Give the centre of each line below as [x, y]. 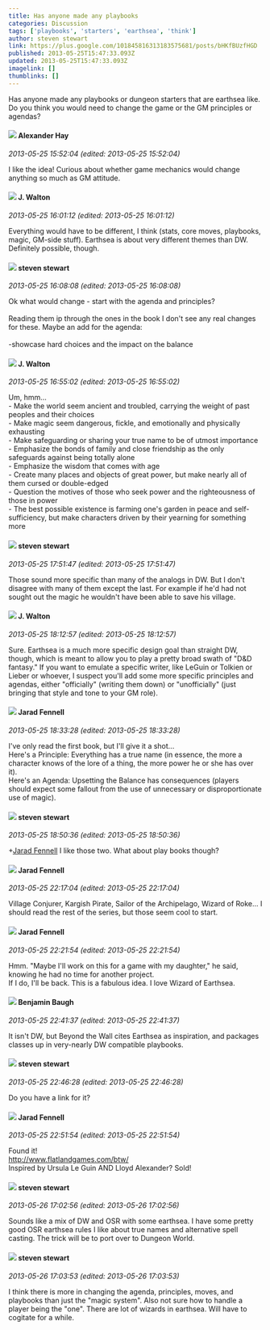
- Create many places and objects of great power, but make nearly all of [128, 475]
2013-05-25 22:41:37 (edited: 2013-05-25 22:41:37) [94, 1020]
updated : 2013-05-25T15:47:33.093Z [68, 61]
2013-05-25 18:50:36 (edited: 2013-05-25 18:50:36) [94, 835]
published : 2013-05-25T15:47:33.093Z [72, 53]
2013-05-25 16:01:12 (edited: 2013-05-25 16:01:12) [91, 216]
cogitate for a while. [42, 1317]
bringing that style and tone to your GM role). [83, 693]
